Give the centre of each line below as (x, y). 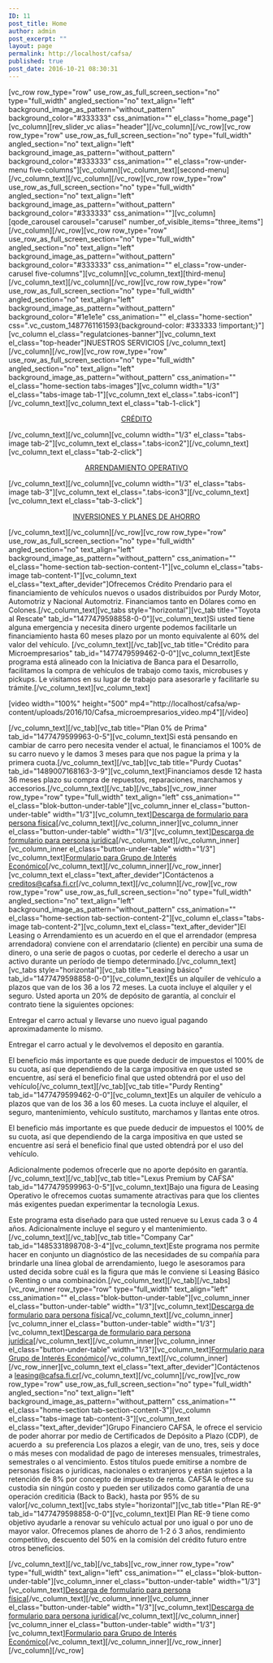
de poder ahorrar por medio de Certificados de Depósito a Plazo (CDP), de (133, 1435)
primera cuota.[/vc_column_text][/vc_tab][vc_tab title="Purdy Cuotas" (125, 762)
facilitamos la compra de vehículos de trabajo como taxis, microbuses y (128, 670)
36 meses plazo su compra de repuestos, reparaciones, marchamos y (126, 779)
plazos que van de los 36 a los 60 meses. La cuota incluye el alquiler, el (128, 1104)
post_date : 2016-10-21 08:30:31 (63, 69)
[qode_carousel (35, 221)
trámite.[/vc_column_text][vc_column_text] (79, 687)
